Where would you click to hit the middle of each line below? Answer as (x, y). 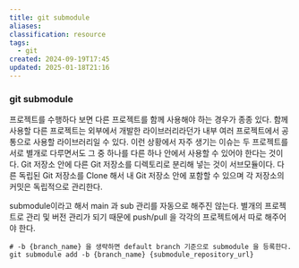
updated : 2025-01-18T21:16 (60, 68)
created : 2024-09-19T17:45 (60, 59)
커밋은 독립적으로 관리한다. (56, 187)
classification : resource (57, 34)
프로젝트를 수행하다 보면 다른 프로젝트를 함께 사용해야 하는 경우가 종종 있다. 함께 (149, 120)
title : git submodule (50, 17)
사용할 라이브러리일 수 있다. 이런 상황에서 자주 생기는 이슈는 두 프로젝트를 (161, 142)
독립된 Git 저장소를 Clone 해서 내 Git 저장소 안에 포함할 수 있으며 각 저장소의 (151, 176)
